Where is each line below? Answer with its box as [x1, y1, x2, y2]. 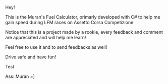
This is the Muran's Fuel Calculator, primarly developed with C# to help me [5, 14, 160, 20]
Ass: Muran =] [5, 73, 35, 79]
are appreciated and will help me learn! [5, 35, 86, 40]
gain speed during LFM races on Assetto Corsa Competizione [5, 20, 134, 25]
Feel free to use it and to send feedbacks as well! [5, 44, 107, 50]
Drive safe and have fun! [5, 54, 57, 60]
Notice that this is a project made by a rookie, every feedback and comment [5, 29, 163, 35]
